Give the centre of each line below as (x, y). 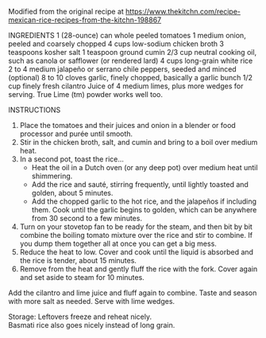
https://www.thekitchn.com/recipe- (183, 12)
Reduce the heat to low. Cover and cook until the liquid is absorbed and (137, 252)
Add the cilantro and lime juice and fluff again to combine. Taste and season (133, 293)
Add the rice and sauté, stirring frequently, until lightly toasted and (140, 185)
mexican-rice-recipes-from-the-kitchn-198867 (85, 20)
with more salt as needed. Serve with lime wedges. (92, 301)
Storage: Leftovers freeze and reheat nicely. (80, 317)
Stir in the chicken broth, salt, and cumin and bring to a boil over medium (139, 142)
